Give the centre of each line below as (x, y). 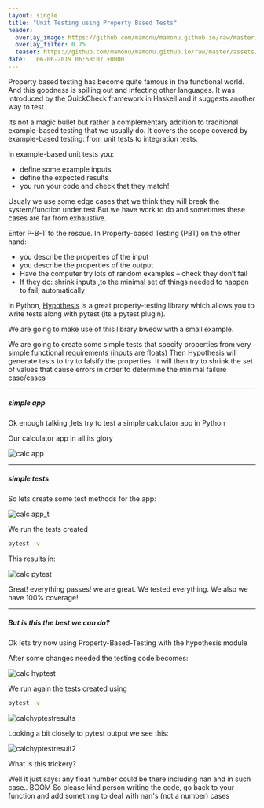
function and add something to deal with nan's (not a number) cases (119, 795)
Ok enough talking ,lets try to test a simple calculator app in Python (117, 422)
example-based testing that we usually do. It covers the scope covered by (128, 130)
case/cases (27, 378)
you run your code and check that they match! (94, 186)
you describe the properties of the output (86, 265)
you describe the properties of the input (84, 256)
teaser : (28, 52)
